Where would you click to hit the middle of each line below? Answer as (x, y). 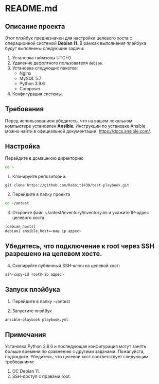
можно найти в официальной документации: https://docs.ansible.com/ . (78, 131)
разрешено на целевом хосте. (53, 254)
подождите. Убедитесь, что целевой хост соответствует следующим (77, 357)
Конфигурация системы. (37, 94)
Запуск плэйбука (33, 290)
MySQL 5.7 (30, 78)
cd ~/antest (17, 203)
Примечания (26, 335)
